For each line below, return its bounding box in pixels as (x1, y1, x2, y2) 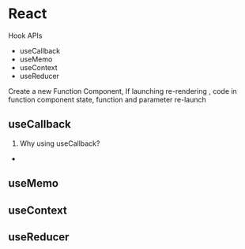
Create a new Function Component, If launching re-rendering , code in (8, 86, 237, 95)
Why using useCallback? (19, 139, 100, 148)
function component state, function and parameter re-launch (8, 95, 207, 104)
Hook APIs (8, 31, 43, 40)
